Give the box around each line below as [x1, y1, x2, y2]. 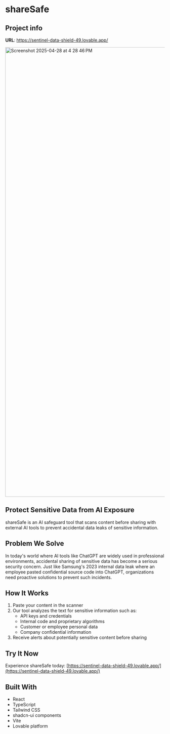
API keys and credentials [20, 613, 72, 619]
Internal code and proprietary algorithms [20, 619, 105, 625]
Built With [5, 682, 37, 691]
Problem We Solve [5, 539, 64, 548]
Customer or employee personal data [20, 624, 98, 630]
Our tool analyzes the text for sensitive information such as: [12, 607, 137, 614]
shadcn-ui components [12, 712, 62, 718]
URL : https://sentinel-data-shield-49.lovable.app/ [5, 37, 108, 43]
